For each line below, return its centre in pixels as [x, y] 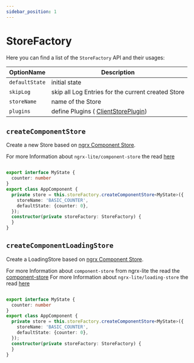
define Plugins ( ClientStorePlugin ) [99, 111]
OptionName [28, 72]
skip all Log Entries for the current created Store [118, 91]
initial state [66, 82]
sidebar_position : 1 [32, 12]
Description [118, 72]
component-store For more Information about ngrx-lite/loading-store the [97, 277]
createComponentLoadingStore [60, 246]
